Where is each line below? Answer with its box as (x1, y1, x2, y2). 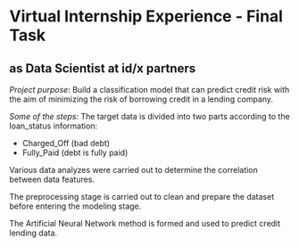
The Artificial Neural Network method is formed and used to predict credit (9, 218, 281, 228)
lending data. (9, 227, 58, 238)
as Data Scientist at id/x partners (9, 61, 196, 76)
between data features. (9, 174, 96, 185)
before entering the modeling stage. (9, 201, 142, 211)
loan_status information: (9, 120, 98, 131)
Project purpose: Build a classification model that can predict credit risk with (9, 85, 290, 95)
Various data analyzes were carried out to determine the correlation (9, 165, 259, 175)
